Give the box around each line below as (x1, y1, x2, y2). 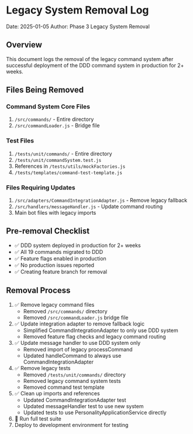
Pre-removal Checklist (6, 226, 89, 236)
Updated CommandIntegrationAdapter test (23, 396, 127, 404)
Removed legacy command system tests (23, 377, 121, 384)
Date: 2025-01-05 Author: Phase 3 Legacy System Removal (6, 23, 150, 30)
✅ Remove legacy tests (14, 364, 71, 371)
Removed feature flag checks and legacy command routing (23, 333, 166, 340)
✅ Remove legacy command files (14, 301, 95, 308)
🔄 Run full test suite (14, 415, 61, 422)
